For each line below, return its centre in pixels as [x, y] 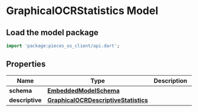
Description [170, 80]
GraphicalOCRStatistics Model [82, 11]
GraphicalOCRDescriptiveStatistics [98, 100]
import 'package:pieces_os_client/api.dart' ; [63, 46]
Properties [26, 64]
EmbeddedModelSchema [83, 90]
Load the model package [52, 33]
